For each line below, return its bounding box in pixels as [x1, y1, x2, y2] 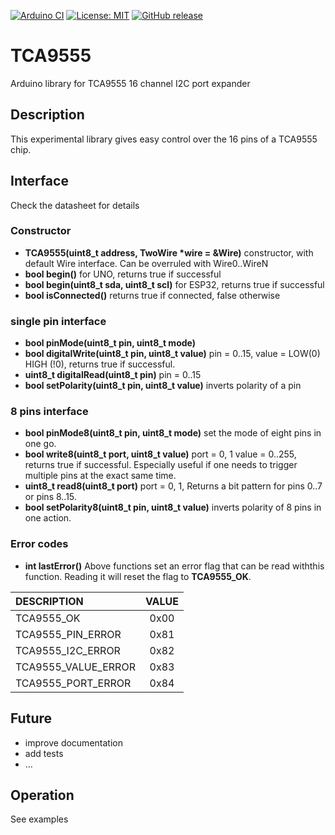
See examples [10, 813, 69, 825]
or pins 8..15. [24, 491, 77, 503]
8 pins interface [10, 405, 89, 419]
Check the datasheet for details [10, 199, 140, 211]
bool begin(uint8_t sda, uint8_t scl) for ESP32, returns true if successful [24, 278, 325, 290]
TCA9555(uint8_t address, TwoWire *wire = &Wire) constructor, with [24, 246, 314, 259]
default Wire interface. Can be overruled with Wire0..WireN [24, 257, 269, 269]
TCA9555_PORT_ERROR [15, 676, 132, 690]
